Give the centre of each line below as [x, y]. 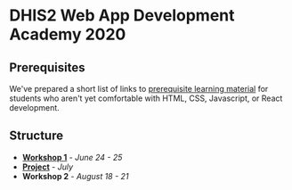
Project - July [48, 167]
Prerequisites [47, 67]
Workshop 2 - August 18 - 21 [75, 176]
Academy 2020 [68, 34]
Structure [36, 136]
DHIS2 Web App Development [122, 16]
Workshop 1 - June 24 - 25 [72, 157]
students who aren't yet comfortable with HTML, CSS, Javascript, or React [146, 98]
